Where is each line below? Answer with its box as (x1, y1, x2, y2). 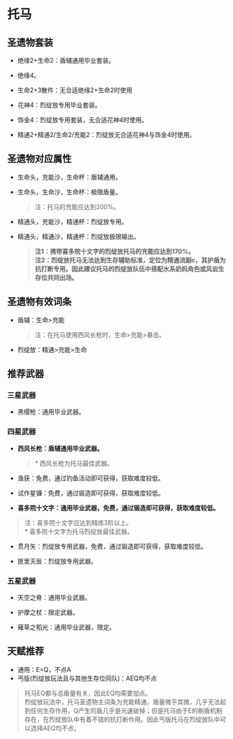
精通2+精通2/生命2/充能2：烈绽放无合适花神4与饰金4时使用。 (17, 131, 196, 138)
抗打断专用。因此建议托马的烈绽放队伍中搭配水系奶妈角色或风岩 (34, 264, 218, 273)
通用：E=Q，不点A (17, 665, 71, 673)
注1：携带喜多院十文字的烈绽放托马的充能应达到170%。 (34, 247, 195, 255)
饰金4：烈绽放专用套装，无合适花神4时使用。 (17, 116, 148, 124)
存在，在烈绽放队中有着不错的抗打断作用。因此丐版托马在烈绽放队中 (24, 715, 220, 724)
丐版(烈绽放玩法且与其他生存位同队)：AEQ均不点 (17, 674, 157, 682)
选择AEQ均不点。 (30, 724, 80, 732)
